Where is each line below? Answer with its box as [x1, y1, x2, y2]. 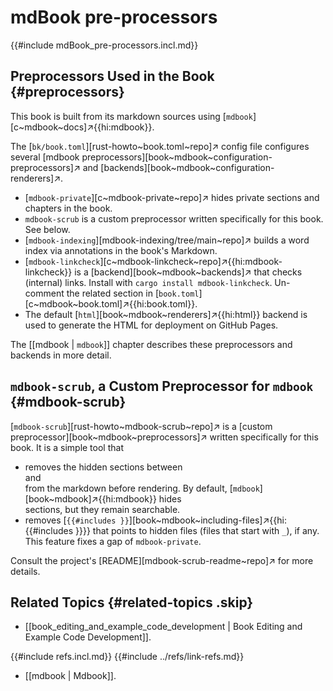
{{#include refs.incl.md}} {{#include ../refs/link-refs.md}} [10, 651, 245, 663]
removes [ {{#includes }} [24, 514, 130, 526]
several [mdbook [10, 151, 80, 163]
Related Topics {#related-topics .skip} [10, 594, 254, 611]
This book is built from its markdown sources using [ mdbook [10, 110, 253, 122]
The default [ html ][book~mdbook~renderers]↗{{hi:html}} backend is [24, 308, 308, 320]
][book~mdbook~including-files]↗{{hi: [128, 514, 287, 526]
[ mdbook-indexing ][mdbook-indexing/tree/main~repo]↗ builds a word [24, 234, 310, 246]
